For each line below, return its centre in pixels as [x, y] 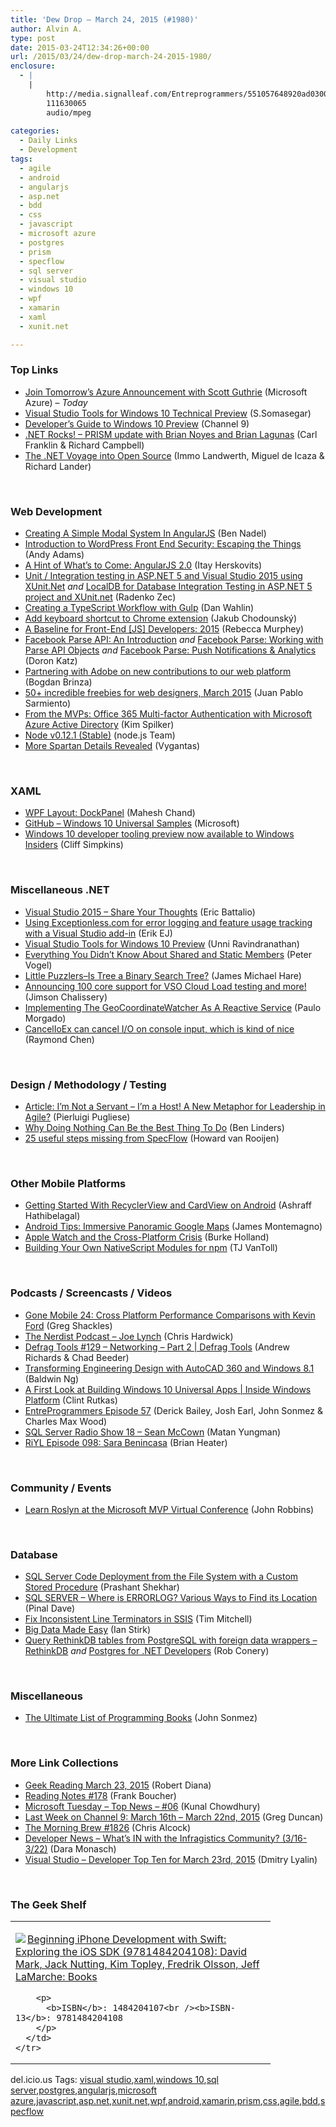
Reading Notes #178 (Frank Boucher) [100, 1795]
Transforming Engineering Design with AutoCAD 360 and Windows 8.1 [169, 1368]
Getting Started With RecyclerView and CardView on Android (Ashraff [168, 1205]
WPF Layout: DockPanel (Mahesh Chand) [110, 813]
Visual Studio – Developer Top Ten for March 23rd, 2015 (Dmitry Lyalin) [171, 1859]
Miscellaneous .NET [60, 890]
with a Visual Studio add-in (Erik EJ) [98, 933]
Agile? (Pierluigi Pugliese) [77, 1117]
